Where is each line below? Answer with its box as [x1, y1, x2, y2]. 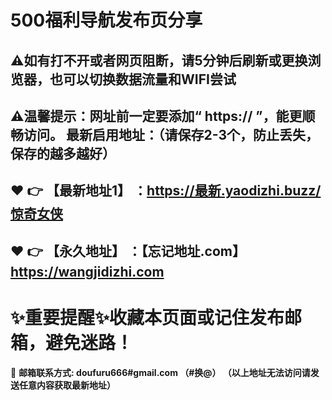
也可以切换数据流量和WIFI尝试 [49, 71, 237, 88]
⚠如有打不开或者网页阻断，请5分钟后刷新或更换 [10, 52, 308, 69]
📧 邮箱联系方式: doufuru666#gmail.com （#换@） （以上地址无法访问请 [10, 366, 311, 378]
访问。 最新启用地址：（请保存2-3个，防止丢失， [23, 126, 319, 143]
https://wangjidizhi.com [10, 263, 165, 280]
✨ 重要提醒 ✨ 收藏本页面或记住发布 [10, 306, 285, 329]
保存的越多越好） [10, 145, 116, 162]
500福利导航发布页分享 [10, 9, 203, 32]
